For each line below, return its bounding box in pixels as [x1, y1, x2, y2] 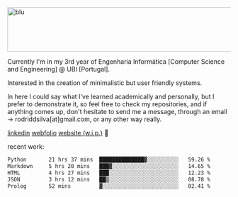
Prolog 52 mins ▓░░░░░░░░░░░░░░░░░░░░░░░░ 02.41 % [7, 182, 211, 190]
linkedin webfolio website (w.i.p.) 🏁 [7, 129, 109, 137]
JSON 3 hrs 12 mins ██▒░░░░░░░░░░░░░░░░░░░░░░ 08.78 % [7, 176, 211, 183]
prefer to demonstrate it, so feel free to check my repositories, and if [7, 100, 208, 108]
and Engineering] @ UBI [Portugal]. [7, 65, 110, 73]
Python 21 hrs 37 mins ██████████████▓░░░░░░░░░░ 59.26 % [7, 156, 211, 163]
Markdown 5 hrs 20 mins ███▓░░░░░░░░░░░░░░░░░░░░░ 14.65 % [7, 162, 211, 169]
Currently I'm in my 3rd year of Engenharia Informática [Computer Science [7, 57, 225, 66]
